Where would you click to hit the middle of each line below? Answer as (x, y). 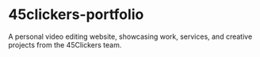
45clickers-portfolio (76, 15)
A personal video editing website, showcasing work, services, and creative (130, 36)
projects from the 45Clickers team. (65, 44)
